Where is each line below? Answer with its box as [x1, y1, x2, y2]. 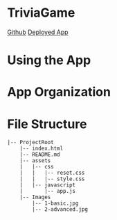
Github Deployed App [7, 28, 69, 36]
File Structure [7, 116, 87, 132]
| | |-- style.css [19, 175, 85, 182]
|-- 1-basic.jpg [32, 200, 79, 207]
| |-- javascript [19, 182, 76, 189]
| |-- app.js [19, 188, 76, 195]
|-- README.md [19, 151, 60, 158]
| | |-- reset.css [19, 169, 85, 177]
